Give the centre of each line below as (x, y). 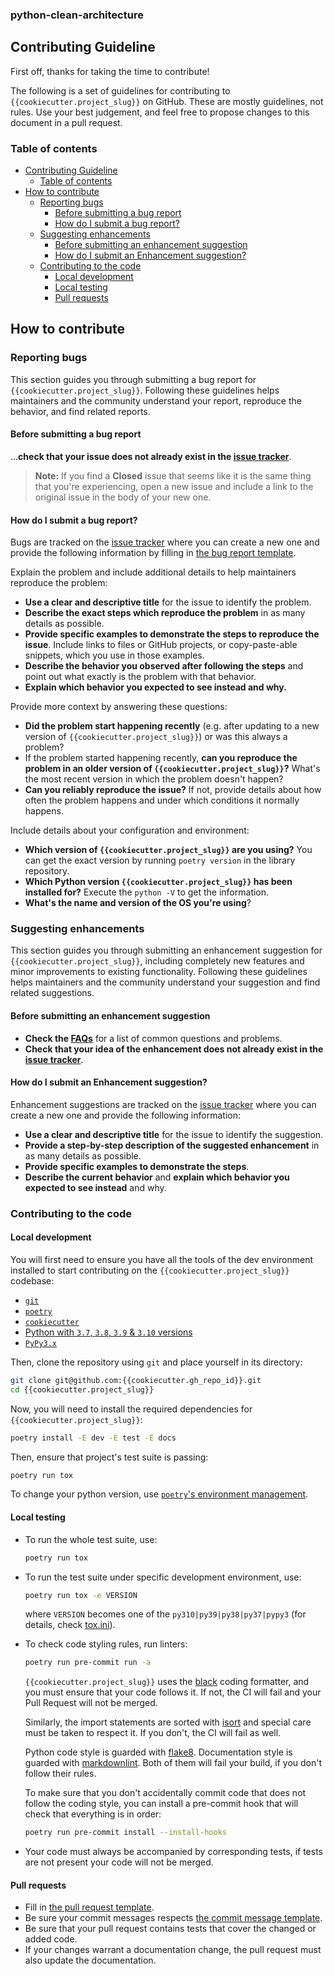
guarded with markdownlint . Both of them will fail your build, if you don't (173, 1763)
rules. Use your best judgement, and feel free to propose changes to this (160, 112)
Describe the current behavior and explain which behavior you (157, 1177)
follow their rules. (60, 1774)
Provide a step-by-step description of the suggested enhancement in (172, 1145)
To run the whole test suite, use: (91, 1539)
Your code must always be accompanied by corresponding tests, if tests (173, 1852)
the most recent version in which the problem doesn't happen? (154, 779)
